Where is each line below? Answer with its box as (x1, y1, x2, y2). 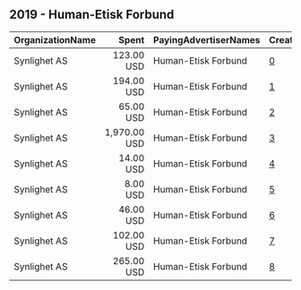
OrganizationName (13, 33, 97, 46)
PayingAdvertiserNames (153, 33, 261, 46)
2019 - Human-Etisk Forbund (9, 7, 175, 22)
